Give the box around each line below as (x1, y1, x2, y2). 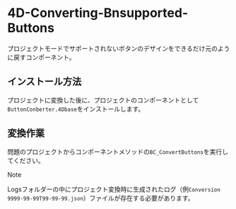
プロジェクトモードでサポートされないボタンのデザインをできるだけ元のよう (7, 44, 230, 52)
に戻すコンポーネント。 (7, 53, 76, 61)
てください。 (7, 156, 45, 165)
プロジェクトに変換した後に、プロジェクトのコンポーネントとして (7, 95, 199, 104)
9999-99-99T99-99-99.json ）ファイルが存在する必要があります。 (7, 193, 194, 202)
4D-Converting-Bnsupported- (7, 5, 189, 21)
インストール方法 (7, 76, 82, 88)
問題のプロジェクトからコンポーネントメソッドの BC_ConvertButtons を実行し (7, 147, 228, 156)
